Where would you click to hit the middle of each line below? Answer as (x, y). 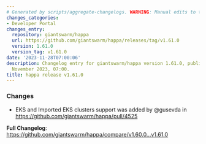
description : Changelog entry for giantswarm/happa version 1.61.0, (96, 63)
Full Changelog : (27, 128)
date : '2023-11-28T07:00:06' (44, 58)
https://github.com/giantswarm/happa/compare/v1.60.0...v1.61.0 (87, 134)
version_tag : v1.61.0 (40, 52)
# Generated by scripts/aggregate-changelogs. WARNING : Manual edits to (101, 12)
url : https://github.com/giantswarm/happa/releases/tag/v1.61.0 (96, 40)
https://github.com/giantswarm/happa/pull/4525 (76, 116)
